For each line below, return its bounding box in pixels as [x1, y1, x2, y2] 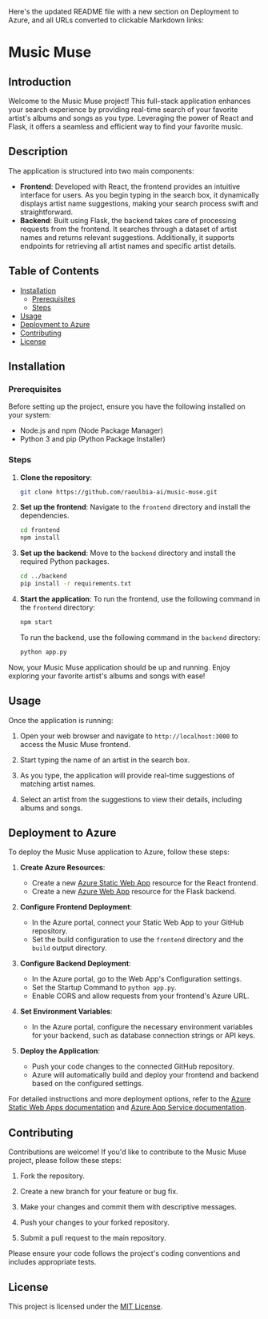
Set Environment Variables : [19, 1007, 114, 1017]
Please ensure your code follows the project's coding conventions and [8, 1249, 241, 1258]
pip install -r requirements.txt [19, 580, 132, 588]
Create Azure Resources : [19, 863, 106, 873]
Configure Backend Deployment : [19, 959, 131, 969]
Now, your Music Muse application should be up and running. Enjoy [8, 662, 230, 672]
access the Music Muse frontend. [19, 739, 130, 749]
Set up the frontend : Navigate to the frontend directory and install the [19, 502, 250, 512]
